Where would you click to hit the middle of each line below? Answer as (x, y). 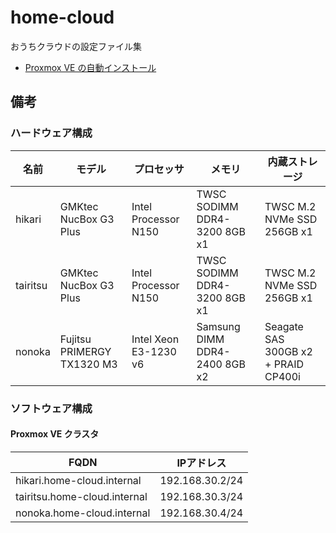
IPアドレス (201, 463)
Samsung (218, 326)
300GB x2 (288, 351)
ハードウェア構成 (51, 133)
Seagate (284, 326)
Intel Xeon (155, 339)
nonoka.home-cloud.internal (83, 513)
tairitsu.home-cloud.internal (81, 496)
